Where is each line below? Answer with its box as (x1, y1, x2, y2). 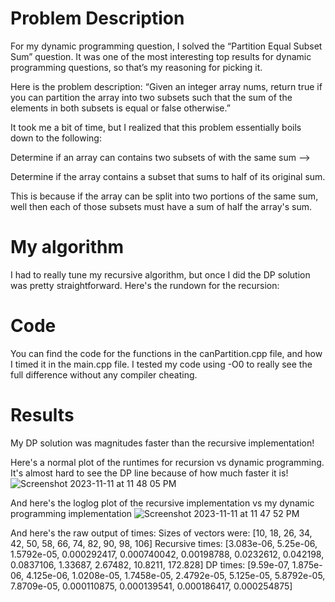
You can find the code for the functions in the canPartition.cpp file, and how (10, 347, 323, 359)
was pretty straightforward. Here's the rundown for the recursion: (10, 279, 280, 291)
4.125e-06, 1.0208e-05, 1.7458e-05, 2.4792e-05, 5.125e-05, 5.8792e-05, (26, 569, 326, 581)
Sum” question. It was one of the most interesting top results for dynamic (10, 50, 312, 62)
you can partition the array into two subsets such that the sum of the (10, 91, 293, 103)
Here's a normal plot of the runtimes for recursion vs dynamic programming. (10, 456, 325, 468)
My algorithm (10, 236, 124, 259)
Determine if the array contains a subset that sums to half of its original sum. (10, 170, 326, 182)
